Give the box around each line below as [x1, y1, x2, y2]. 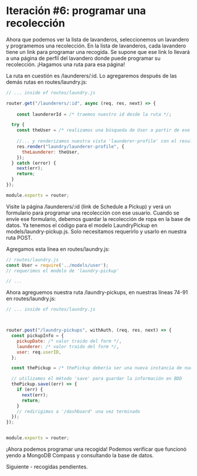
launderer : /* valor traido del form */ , [16, 344, 119, 349]
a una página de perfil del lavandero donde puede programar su [6, 55, 161, 62]
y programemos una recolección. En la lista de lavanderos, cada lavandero [6, 42, 186, 49]
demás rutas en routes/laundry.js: [6, 78, 87, 86]
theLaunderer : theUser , [21, 149, 80, 155]
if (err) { [16, 387, 43, 393]
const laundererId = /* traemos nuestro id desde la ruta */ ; [16, 111, 172, 117]
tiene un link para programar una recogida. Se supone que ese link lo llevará [6, 48, 191, 55]
